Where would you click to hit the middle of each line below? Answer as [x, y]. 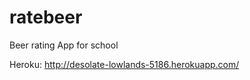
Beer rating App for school [64, 45]
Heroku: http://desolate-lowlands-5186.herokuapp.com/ [124, 64]
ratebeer [46, 17]
